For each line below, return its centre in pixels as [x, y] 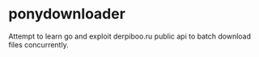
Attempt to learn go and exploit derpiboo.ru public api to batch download [130, 36]
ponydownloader [67, 14]
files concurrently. [38, 44]
